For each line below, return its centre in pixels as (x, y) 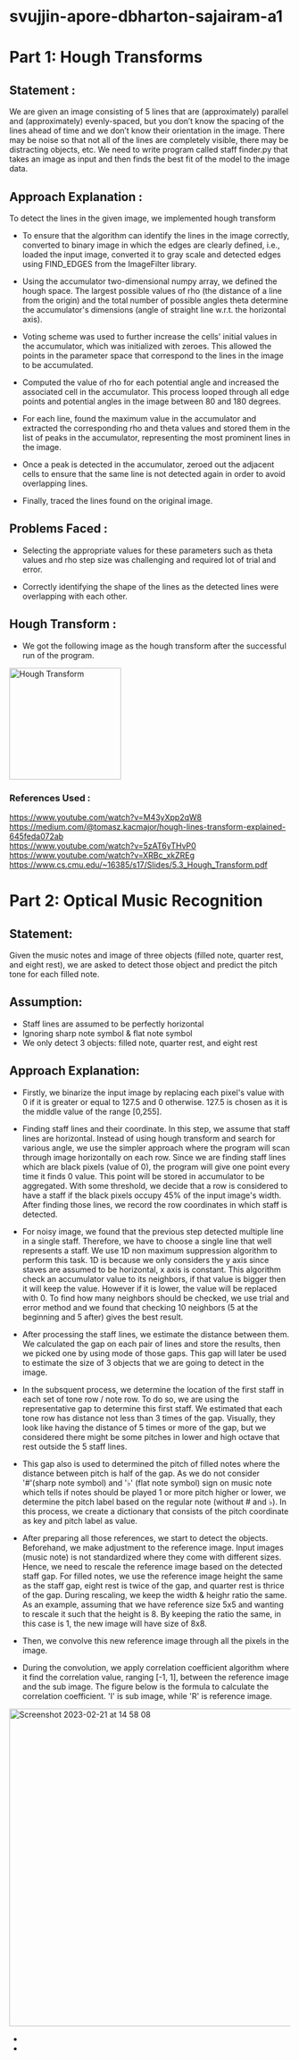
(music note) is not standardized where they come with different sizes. (152, 1557)
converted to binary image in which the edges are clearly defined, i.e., (151, 245)
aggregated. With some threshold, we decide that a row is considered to (155, 1185)
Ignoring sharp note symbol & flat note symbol (107, 1033)
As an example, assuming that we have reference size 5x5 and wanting (153, 1604)
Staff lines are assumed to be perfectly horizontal (113, 1024)
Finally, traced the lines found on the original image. (117, 501)
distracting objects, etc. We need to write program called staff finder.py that (149, 150)
